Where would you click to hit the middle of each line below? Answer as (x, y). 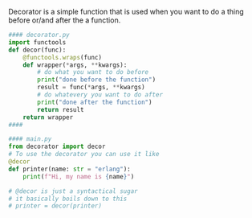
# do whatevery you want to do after (100, 95)
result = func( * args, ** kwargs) (91, 88)
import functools (37, 42)
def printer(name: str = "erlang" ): (69, 169)
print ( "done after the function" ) (95, 102)
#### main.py (30, 139)
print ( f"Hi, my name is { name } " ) (79, 176)
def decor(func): (37, 50)
